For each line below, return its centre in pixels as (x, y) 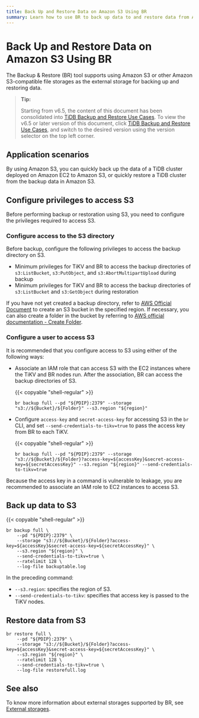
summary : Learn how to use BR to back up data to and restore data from (98, 17)
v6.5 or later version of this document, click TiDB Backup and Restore (105, 123)
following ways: (25, 356)
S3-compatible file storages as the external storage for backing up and (93, 82)
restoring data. (24, 88)
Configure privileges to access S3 (70, 200)
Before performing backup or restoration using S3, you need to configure (95, 214)
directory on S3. (26, 255)
